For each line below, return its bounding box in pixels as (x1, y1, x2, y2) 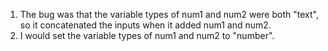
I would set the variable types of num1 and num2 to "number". (19, 30, 275, 41)
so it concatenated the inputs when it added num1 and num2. (19, 19, 272, 31)
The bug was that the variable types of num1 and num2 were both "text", (19, 9, 319, 20)
